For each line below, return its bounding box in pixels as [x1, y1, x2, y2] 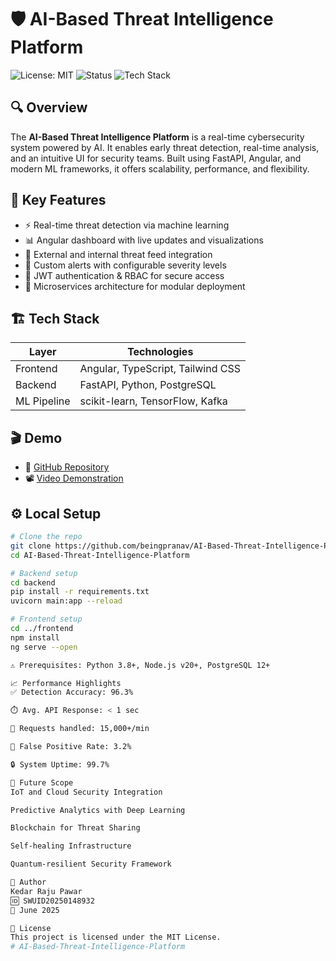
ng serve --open [10, 642, 78, 652]
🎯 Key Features [10, 192, 107, 209]
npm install [10, 632, 60, 643]
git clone [10, 541, 52, 551]
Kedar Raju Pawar [10, 886, 83, 896]
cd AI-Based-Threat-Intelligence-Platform [10, 550, 190, 560]
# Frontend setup [10, 614, 83, 625]
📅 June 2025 [10, 905, 60, 915]
